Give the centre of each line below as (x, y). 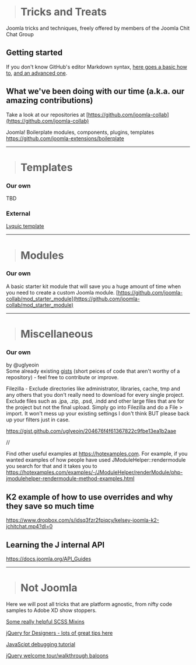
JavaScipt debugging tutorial (41, 644)
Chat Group (20, 34)
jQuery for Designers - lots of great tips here (60, 633)
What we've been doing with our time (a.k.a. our (95, 91)
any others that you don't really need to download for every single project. (95, 395)
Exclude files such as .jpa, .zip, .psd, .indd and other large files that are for (95, 401)
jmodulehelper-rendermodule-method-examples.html (70, 479)
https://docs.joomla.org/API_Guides (49, 559)
